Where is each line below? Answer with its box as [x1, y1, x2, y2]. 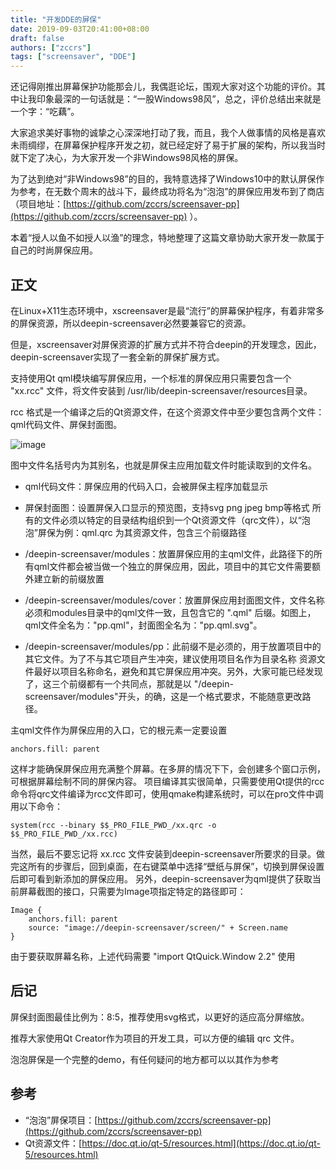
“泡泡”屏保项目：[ [24, 1114, 98, 1126]
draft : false [10, 33, 65, 43]
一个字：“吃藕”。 [10, 106, 80, 118]
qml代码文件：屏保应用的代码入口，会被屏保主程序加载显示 [24, 480, 269, 492]
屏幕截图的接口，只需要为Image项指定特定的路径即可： [18, 885, 247, 897]
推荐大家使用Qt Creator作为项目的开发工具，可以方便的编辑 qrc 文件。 [10, 1032, 300, 1044]
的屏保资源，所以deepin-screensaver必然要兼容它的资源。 [10, 317, 252, 329]
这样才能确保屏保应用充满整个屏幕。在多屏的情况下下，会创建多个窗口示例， [10, 762, 326, 775]
